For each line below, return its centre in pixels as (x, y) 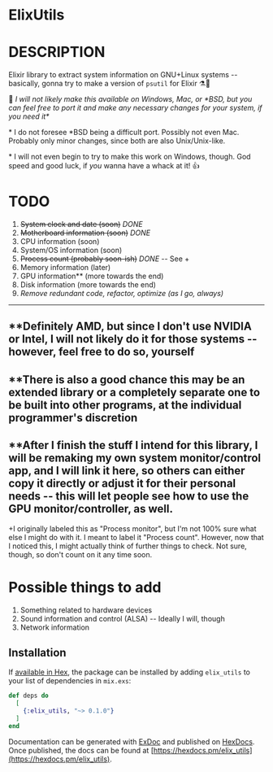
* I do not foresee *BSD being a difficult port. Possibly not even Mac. (124, 133)
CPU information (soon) (60, 242)
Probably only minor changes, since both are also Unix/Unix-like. (117, 141)
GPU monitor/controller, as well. (91, 509)
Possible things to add (85, 587)
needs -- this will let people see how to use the (129, 497)
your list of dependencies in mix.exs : (70, 681)
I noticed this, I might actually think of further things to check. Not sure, (128, 546)
